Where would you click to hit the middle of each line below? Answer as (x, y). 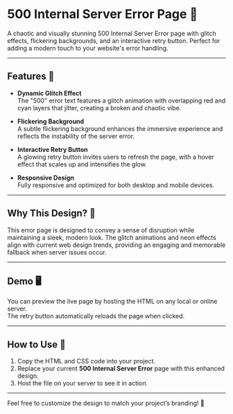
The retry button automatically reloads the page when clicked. (96, 316)
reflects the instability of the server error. (76, 136)
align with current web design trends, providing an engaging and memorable (116, 245)
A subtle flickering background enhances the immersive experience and (120, 128)
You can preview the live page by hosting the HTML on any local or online (112, 302)
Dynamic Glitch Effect (49, 93)
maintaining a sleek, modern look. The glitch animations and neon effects (112, 237)
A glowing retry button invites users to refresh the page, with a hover (115, 157)
